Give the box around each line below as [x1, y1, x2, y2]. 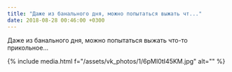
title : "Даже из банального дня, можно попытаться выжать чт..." [7, 10, 202, 17]
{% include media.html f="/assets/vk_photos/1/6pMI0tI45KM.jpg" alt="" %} [7, 57, 226, 65]
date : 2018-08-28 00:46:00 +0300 [7, 17, 105, 24]
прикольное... [7, 43, 49, 52]
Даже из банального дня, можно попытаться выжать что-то [7, 36, 188, 44]
